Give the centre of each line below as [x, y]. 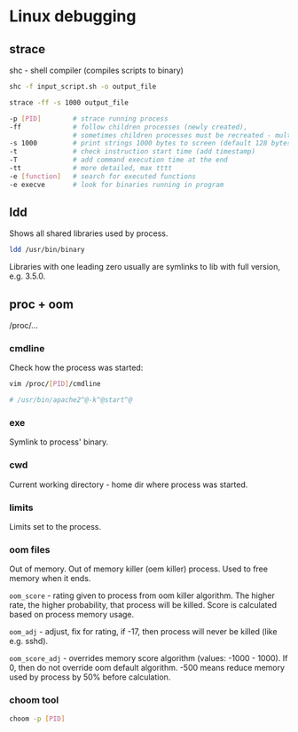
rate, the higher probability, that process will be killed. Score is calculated [143, 605]
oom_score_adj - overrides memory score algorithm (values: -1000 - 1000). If [149, 658]
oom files [30, 549]
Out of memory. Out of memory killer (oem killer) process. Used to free [139, 569]
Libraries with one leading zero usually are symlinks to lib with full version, [145, 267]
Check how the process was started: [76, 368]
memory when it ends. [50, 579]
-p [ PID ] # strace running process [89, 118]
